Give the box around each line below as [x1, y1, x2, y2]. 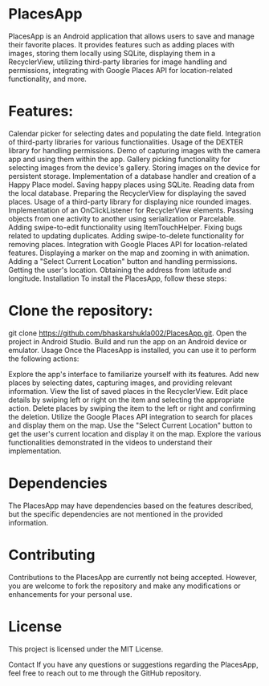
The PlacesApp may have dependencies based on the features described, [8, 501, 254, 510]
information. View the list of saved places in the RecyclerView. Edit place [8, 386, 249, 396]
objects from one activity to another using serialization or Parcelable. [8, 213, 237, 223]
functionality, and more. [8, 74, 87, 83]
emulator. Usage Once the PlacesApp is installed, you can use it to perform [8, 345, 257, 355]
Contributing [8, 546, 96, 564]
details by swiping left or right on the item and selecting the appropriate [8, 395, 245, 404]
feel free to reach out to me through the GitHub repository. [8, 668, 202, 678]
